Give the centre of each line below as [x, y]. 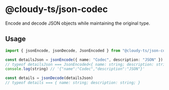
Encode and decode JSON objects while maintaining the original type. [78, 23]
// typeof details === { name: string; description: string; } [73, 83]
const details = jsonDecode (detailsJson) [49, 78]
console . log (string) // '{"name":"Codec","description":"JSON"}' [75, 69]
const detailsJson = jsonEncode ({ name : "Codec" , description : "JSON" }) [84, 60]
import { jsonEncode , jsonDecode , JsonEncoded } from [63, 51]
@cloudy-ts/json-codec [57, 9]
